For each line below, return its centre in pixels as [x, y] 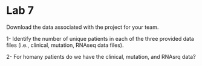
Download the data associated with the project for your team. [83, 27]
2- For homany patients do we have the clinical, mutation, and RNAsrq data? [101, 56]
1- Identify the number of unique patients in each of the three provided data [100, 38]
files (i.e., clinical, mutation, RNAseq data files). [65, 45]
